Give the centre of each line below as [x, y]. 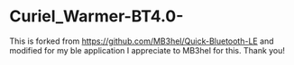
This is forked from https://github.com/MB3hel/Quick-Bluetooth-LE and [142, 41]
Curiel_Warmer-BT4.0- [96, 16]
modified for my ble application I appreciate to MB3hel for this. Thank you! [147, 50]
